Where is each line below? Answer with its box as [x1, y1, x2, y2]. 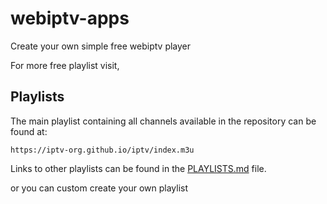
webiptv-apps [10, 7, 130, 30]
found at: [10, 125, 48, 137]
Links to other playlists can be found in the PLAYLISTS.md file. [10, 162, 267, 174]
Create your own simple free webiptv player [10, 40, 192, 52]
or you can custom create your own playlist [10, 182, 189, 194]
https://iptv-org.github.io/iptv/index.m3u [10, 145, 195, 155]
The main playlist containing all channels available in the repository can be [10, 115, 317, 127]
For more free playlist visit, [10, 59, 120, 71]
